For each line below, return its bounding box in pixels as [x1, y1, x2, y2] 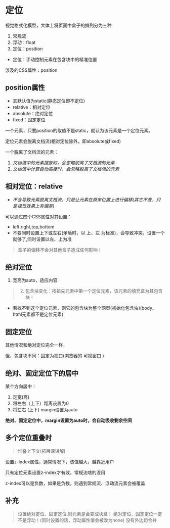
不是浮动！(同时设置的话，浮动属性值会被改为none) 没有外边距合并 [17, 517, 157, 523]
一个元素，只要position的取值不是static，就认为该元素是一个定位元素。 [5, 127, 153, 133]
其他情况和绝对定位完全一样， [5, 342, 67, 348]
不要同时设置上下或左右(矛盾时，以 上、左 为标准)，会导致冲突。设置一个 [12, 229, 165, 235]
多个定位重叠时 [5, 434, 52, 442]
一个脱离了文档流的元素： [5, 149, 59, 155]
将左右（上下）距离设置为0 [12, 400, 69, 406]
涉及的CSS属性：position [5, 67, 58, 73]
